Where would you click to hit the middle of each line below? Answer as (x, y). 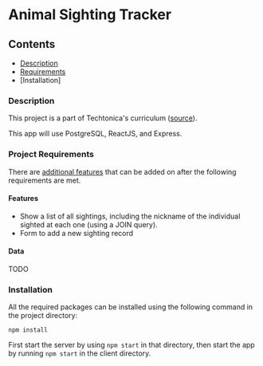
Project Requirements (51, 155)
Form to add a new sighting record (77, 233)
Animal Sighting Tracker (90, 15)
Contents (32, 44)
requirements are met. (45, 180)
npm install (28, 330)
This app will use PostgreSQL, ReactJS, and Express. (95, 134)
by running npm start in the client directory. (80, 353)
